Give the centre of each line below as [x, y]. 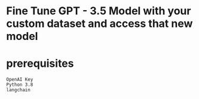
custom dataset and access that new [99, 24]
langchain [19, 90]
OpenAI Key [20, 80]
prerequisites [40, 64]
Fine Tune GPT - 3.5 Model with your [99, 11]
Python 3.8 [20, 85]
